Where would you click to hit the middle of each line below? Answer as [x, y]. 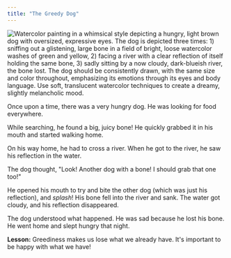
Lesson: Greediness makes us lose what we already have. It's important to [114, 239]
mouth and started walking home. [55, 135]
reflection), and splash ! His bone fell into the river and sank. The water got [114, 197]
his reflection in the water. [45, 155]
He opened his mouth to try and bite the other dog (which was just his [107, 190]
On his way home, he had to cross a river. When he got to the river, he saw [114, 148]
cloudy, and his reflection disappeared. [63, 205]
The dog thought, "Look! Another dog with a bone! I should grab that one [112, 169]
